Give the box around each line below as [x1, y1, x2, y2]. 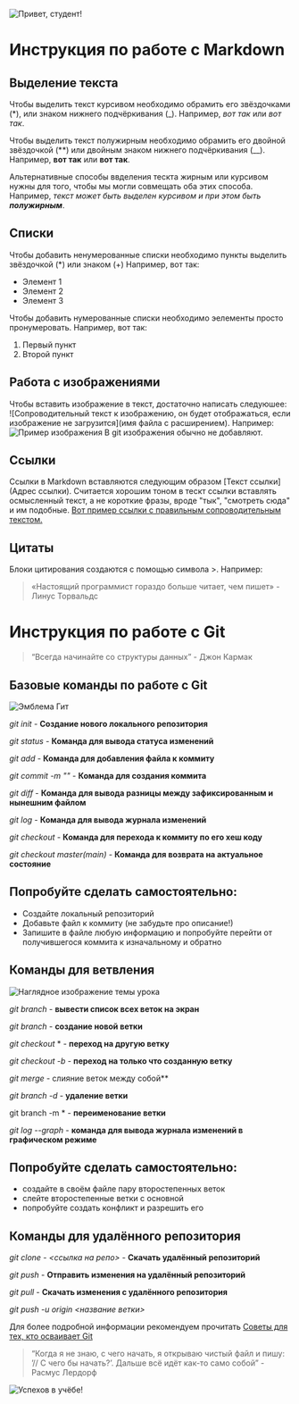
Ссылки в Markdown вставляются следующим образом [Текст [9, 476, 248, 487]
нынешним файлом [9, 798, 87, 807]
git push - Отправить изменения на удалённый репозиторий [9, 1269, 246, 1281]
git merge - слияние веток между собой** [9, 1073, 170, 1083]
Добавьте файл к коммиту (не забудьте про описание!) [21, 917, 234, 928]
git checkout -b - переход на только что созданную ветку [9, 1055, 233, 1066]
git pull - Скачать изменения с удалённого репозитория [9, 1287, 228, 1298]
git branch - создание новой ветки [9, 1021, 143, 1032]
